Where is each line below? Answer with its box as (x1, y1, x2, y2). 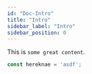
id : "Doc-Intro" (7, 10, 54, 17)
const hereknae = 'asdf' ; (7, 61, 82, 69)
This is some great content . (7, 48, 85, 56)
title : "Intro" (7, 16, 51, 23)
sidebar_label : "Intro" (7, 23, 76, 29)
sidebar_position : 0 (7, 29, 67, 36)
